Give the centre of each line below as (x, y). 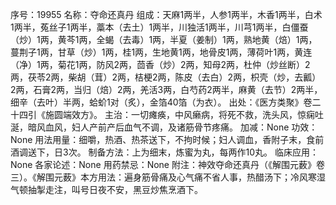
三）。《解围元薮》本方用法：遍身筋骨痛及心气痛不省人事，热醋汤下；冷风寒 (163, 177)
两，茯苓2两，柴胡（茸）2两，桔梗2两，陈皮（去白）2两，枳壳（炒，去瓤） (166, 77)
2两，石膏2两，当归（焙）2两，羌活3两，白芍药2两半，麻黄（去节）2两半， (166, 89)
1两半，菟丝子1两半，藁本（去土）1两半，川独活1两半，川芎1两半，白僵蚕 (159, 27)
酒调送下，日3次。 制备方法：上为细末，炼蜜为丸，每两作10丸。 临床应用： (165, 152)
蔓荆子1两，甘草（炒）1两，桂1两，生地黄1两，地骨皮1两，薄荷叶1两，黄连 (161, 52)
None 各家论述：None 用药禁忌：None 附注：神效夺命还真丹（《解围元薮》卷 (167, 164)
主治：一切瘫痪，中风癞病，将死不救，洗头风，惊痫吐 (214, 114)
